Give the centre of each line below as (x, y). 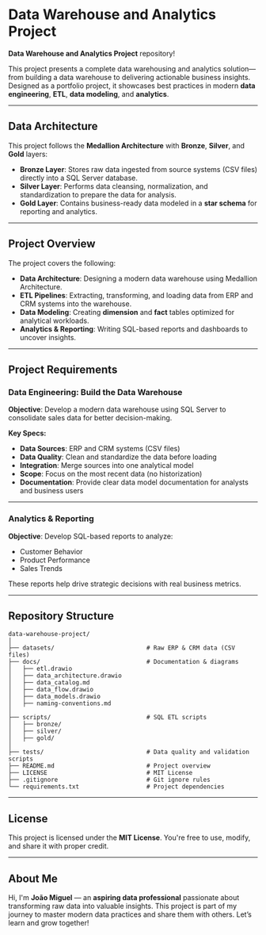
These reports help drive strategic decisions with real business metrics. (125, 584)
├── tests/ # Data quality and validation (129, 752)
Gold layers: (28, 154)
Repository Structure (61, 616)
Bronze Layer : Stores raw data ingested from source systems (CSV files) (139, 169)
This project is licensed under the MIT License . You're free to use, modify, (129, 837)
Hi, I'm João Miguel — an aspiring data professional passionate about (124, 897)
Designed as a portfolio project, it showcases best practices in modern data (132, 86)
